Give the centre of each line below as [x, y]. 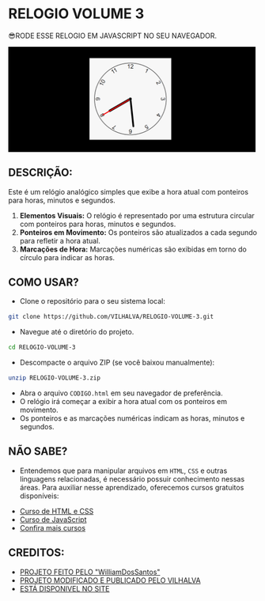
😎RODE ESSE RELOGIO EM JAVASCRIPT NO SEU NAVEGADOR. [113, 36]
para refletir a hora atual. [60, 240]
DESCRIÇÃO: [40, 173]
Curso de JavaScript [53, 520]
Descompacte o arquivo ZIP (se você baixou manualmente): [117, 363]
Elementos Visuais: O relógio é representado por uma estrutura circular [137, 215]
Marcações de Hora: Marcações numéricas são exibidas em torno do [133, 249]
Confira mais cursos [52, 527]
